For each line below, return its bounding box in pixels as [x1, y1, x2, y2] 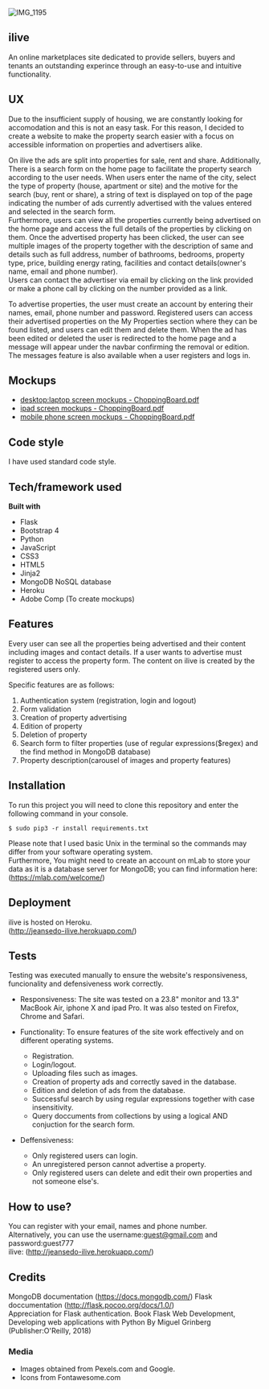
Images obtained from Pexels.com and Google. [19, 1364, 176, 1374]
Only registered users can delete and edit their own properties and [31, 1168, 253, 1178]
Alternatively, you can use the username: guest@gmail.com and [8, 1230, 218, 1239]
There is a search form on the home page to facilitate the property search [8, 163, 252, 173]
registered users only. [8, 664, 80, 674]
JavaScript [19, 543, 56, 553]
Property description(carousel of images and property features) [19, 755, 231, 765]
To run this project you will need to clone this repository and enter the [8, 800, 239, 810]
